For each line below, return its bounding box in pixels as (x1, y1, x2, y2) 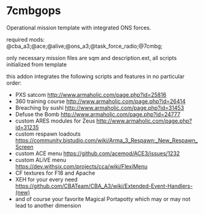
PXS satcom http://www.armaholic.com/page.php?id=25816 (15, 91, 167, 98)
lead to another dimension (15, 202, 81, 209)
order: (6, 79, 22, 86)
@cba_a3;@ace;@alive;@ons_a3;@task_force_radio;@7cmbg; (6, 42, 163, 50)
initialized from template (6, 61, 67, 68)
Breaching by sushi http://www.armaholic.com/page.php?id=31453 (15, 104, 184, 111)
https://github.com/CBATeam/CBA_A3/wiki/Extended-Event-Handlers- (15, 182, 193, 189)
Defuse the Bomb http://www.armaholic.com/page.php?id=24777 (15, 110, 181, 118)
